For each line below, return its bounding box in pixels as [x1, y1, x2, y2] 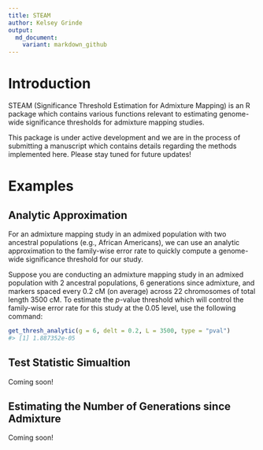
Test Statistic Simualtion [8, 356, 131, 370]
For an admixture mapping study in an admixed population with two [8, 229, 227, 239]
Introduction [8, 75, 91, 93]
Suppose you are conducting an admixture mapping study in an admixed [8, 270, 244, 280]
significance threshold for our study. [25, 255, 143, 264]
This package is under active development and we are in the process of [8, 133, 241, 143]
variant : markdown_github [22, 41, 108, 49]
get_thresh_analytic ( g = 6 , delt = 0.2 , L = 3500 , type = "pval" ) [8, 327, 231, 335]
